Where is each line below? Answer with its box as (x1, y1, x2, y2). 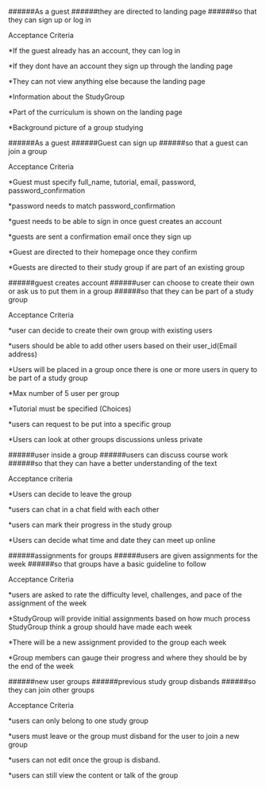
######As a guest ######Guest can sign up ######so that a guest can (8, 138, 249, 148)
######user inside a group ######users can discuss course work (8, 450, 229, 459)
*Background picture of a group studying (8, 123, 144, 132)
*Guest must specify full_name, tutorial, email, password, (8, 178, 196, 186)
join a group (8, 147, 48, 156)
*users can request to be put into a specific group (8, 420, 172, 429)
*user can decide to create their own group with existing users (8, 325, 213, 335)
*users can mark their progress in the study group (8, 520, 172, 529)
